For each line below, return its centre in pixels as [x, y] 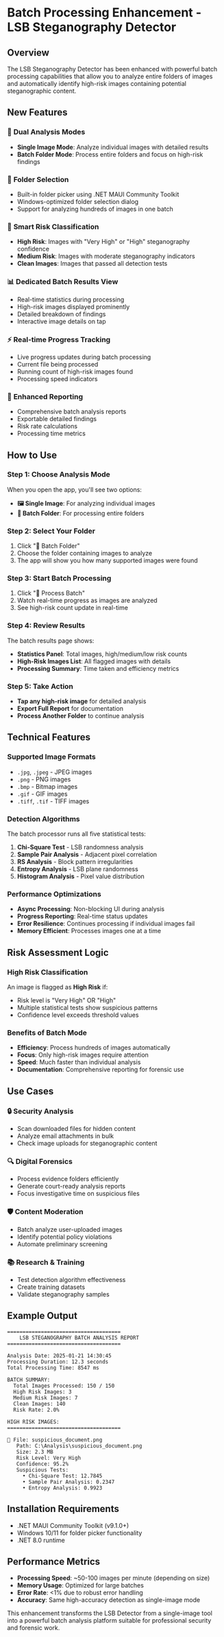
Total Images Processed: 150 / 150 [64, 1386]
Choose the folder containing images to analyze [85, 553]
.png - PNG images [44, 779]
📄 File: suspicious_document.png [55, 1440]
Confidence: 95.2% [42, 1464]
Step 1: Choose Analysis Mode [59, 474]
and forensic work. [34, 1628]
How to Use [32, 455]
